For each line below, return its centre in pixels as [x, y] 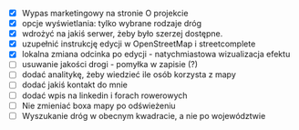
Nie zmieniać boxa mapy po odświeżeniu [98, 105]
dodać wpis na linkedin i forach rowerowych [104, 95]
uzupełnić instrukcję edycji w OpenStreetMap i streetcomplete [139, 44]
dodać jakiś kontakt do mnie [75, 85]
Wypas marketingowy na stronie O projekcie [105, 13]
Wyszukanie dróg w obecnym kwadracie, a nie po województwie [144, 115]
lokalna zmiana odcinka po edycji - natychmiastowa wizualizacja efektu [156, 55]
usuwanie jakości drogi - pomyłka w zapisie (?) [109, 65]
